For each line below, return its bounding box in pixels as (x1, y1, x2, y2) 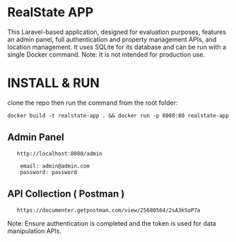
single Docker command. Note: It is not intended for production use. (7, 50, 206, 59)
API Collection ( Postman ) (7, 188, 125, 200)
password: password (20, 168, 78, 175)
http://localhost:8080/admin (16, 150, 102, 157)
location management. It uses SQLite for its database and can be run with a (7, 42, 227, 51)
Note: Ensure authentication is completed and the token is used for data (7, 219, 217, 227)
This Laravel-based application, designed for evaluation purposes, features (7, 28, 227, 36)
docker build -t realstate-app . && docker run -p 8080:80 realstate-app (7, 112, 230, 119)
